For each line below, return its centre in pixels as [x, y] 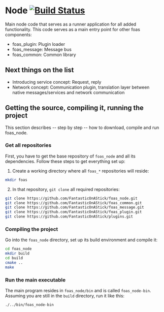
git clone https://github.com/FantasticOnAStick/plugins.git [69, 217]
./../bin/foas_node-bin [30, 305]
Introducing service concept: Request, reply [57, 82]
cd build [14, 258]
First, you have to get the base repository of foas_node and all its [70, 156]
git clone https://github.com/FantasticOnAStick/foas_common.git [73, 203]
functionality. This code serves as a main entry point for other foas [73, 29]
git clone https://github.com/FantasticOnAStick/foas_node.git [71, 198]
